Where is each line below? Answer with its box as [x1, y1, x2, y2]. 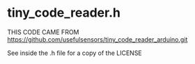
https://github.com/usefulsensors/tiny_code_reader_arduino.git [7, 35, 188, 43]
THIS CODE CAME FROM [7, 28, 79, 36]
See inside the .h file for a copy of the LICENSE [7, 49, 143, 57]
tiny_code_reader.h [7, 5, 120, 21]
